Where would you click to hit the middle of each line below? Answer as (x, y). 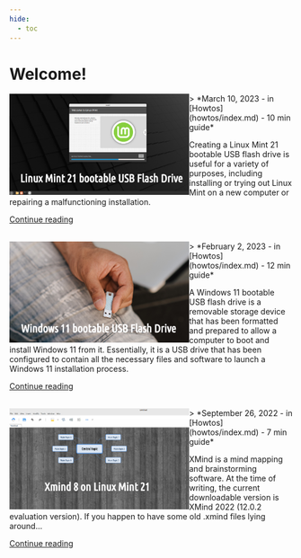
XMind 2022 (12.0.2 (226, 507)
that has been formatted (234, 321)
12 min (279, 266)
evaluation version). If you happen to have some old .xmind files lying (137, 517)
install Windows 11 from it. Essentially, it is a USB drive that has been (136, 350)
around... (26, 527)
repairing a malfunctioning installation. (80, 202)
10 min (279, 118)
